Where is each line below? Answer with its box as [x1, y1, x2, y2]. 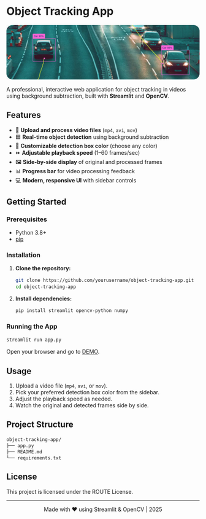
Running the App [6, 322, 58, 331]
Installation [6, 251, 41, 259]
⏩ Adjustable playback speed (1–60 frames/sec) [15, 149, 140, 156]
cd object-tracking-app [15, 284, 77, 290]
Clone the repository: [15, 265, 71, 272]
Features [6, 110, 41, 120]
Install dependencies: [15, 295, 72, 302]
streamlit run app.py [6, 337, 62, 343]
